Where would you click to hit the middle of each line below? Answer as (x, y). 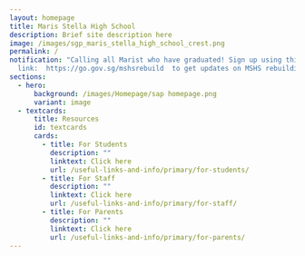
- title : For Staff (79, 178)
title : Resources (66, 119)
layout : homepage (42, 18)
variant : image (62, 102)
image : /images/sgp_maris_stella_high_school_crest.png (117, 43)
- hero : (32, 85)
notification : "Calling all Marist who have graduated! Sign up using (146, 60)
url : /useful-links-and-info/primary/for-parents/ (148, 237)
